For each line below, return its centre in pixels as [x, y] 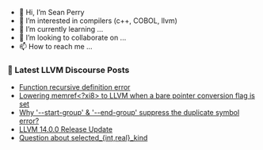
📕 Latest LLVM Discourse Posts [69, 70]
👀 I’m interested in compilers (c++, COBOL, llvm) [98, 21]
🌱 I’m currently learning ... [61, 29]
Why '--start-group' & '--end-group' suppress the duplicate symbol [129, 113]
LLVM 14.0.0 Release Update [65, 129]
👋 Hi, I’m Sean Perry [51, 12]
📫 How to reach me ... [55, 46]
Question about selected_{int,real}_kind [83, 138]
